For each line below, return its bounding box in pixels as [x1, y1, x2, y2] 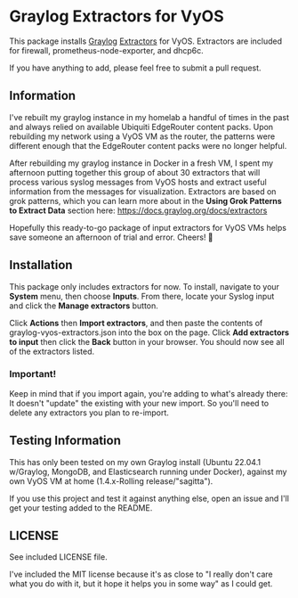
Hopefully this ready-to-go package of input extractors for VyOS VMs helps [9, 222, 287, 233]
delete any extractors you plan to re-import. [9, 407, 169, 418]
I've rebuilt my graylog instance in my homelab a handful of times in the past [9, 111, 289, 122]
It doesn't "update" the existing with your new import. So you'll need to [9, 397, 270, 408]
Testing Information [9, 433, 122, 448]
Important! [9, 368, 57, 381]
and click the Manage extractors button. [9, 300, 158, 311]
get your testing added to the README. [9, 502, 153, 513]
